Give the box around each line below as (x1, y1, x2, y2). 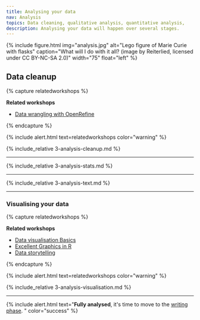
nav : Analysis (6, 14, 42, 20)
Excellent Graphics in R (14, 243, 72, 250)
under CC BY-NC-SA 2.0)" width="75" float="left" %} (6, 54, 138, 61)
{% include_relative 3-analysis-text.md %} (6, 179, 111, 187)
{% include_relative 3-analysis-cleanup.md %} (6, 145, 121, 153)
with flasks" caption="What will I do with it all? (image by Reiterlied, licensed (6, 48, 193, 55)
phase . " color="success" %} (6, 307, 79, 315)
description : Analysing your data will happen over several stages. (6, 25, 180, 32)
